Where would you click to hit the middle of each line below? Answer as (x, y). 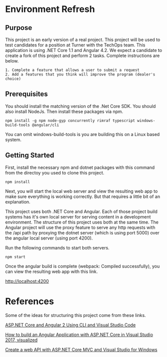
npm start (15, 257)
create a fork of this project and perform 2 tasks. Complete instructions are (82, 55)
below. (12, 61)
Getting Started (30, 155)
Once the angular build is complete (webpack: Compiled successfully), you (82, 266)
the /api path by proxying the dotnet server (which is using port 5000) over (82, 232)
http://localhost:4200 (27, 281)
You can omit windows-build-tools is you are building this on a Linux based (82, 134)
